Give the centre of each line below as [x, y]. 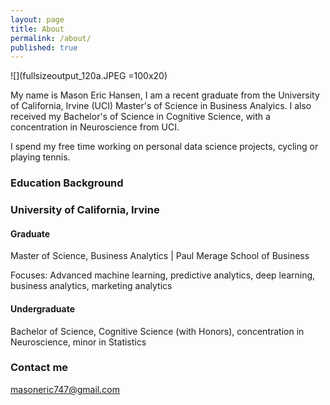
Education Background [67, 183]
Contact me [39, 368]
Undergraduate [42, 308]
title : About [37, 29]
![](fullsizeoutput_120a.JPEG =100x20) [89, 76]
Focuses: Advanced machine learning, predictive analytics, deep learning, [163, 275]
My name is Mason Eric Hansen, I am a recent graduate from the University [165, 95]
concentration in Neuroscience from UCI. [95, 127]
